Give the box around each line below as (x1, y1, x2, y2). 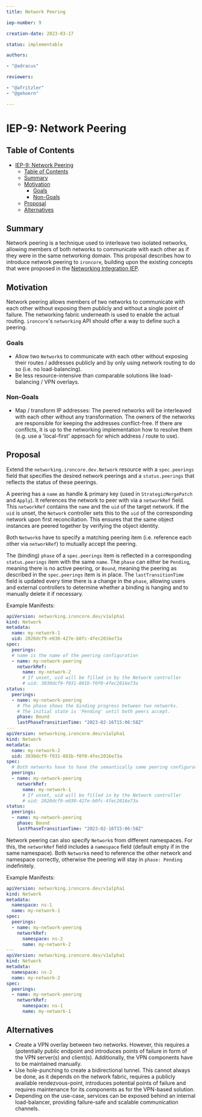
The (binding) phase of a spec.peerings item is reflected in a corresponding (6, 551, 192, 559)
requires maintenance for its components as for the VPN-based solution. (14, 1086, 195, 1093)
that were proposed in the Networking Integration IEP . (6, 265, 139, 272)
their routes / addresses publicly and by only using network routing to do (14, 359, 195, 366)
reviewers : (6, 74, 34, 80)
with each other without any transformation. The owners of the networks (14, 413, 195, 420)
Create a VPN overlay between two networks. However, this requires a (14, 1041, 189, 1048)
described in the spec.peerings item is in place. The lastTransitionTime (6, 571, 185, 578)
